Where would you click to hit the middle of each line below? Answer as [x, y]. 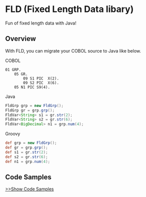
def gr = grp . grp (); [27, 147]
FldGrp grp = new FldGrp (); [34, 105]
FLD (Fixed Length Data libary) [69, 9]
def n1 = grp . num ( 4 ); [28, 161]
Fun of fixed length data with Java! [41, 23]
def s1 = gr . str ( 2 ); [27, 152]
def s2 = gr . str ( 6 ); [27, 157]
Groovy [13, 134]
